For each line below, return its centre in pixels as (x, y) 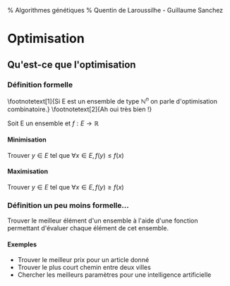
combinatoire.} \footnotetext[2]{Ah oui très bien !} (80, 109)
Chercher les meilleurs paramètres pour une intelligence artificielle (114, 275)
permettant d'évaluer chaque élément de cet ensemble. (88, 228)
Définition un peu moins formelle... (68, 205)
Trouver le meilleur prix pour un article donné (83, 260)
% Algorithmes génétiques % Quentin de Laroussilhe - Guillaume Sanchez (115, 10)
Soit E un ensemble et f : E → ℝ (53, 123)
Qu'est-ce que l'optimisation (72, 64)
